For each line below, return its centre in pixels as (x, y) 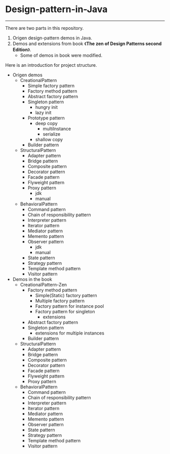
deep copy (47, 123)
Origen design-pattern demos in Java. (52, 38)
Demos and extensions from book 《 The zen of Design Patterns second (87, 44)
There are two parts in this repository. (45, 28)
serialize (52, 134)
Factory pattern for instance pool (70, 306)
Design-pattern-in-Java (56, 9)
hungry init (47, 107)
